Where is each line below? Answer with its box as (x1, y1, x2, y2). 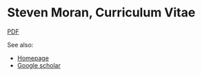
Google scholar (17, 61, 61, 69)
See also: (7, 40, 34, 49)
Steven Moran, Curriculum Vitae (7, 5, 196, 21)
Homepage (17, 53, 50, 62)
